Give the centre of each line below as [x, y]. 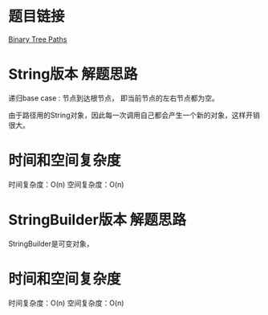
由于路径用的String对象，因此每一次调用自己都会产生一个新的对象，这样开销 [134, 115]
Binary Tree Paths [38, 39]
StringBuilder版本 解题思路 [97, 220]
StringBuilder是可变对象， [51, 243]
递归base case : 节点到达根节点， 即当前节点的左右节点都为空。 [114, 98]
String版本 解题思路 [73, 74]
